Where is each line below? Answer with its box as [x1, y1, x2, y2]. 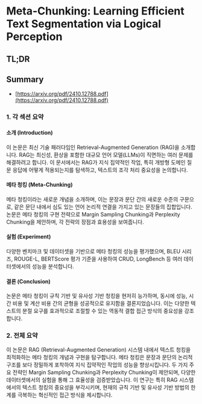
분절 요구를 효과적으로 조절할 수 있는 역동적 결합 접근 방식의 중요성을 [22, 308, 183, 315]
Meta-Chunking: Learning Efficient [6, 4, 185, 18]
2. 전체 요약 [6, 332, 38, 340]
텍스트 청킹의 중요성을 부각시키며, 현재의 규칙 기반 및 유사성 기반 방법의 [22, 384, 190, 391]
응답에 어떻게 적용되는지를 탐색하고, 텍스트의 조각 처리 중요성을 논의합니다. [12, 166, 188, 173]
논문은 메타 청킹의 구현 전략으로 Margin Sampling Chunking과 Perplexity [6, 210, 180, 218]
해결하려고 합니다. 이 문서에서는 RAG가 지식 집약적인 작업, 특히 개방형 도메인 [6, 159, 186, 166]
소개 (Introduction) [6, 128, 53, 136]
